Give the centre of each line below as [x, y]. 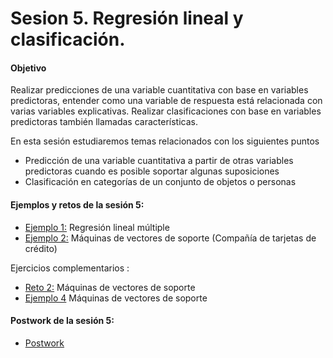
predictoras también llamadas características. [104, 122]
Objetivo [28, 68]
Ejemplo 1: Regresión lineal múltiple [97, 227]
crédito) [41, 248]
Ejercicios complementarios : [70, 268]
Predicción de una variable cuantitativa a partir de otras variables [159, 161]
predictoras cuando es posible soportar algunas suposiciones [152, 171]
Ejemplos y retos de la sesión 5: [77, 204]
